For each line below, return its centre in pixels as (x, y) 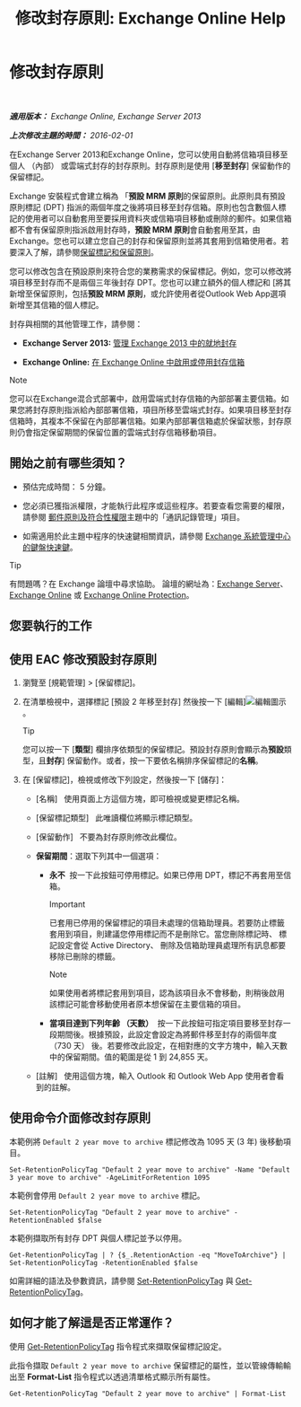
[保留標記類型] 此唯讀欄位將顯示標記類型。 (116, 817)
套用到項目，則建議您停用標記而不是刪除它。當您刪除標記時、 (163, 934)
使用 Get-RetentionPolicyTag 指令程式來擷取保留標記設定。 (118, 1346)
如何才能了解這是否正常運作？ (92, 1323)
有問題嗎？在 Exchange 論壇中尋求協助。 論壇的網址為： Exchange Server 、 (149, 584)
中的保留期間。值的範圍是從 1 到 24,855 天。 (131, 1057)
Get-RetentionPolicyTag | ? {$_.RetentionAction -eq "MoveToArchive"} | (148, 1255)
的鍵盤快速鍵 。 (50, 547)
